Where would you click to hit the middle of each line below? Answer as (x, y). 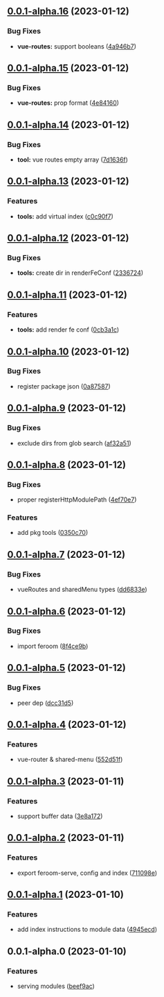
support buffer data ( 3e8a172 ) (60, 816)
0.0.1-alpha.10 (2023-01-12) (69, 351)
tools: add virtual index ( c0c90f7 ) (65, 216)
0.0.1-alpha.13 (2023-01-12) (68, 181)
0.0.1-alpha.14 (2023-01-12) (69, 125)
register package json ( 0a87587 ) (64, 386)
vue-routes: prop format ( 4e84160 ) (68, 103)
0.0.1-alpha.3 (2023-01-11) (66, 781)
